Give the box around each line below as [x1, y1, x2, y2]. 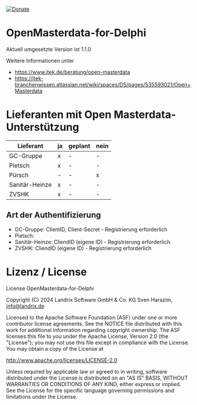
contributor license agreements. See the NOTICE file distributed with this [6, 320, 182, 327]
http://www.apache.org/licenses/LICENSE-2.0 [6, 357, 118, 364]
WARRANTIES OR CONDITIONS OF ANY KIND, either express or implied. [6, 380, 181, 387]
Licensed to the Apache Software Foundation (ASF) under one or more [6, 314, 178, 321]
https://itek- [14, 74, 44, 82]
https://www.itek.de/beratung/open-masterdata [14, 68, 131, 75]
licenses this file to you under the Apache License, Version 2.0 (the [6, 332, 169, 340]
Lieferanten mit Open [6, 108, 112, 121]
